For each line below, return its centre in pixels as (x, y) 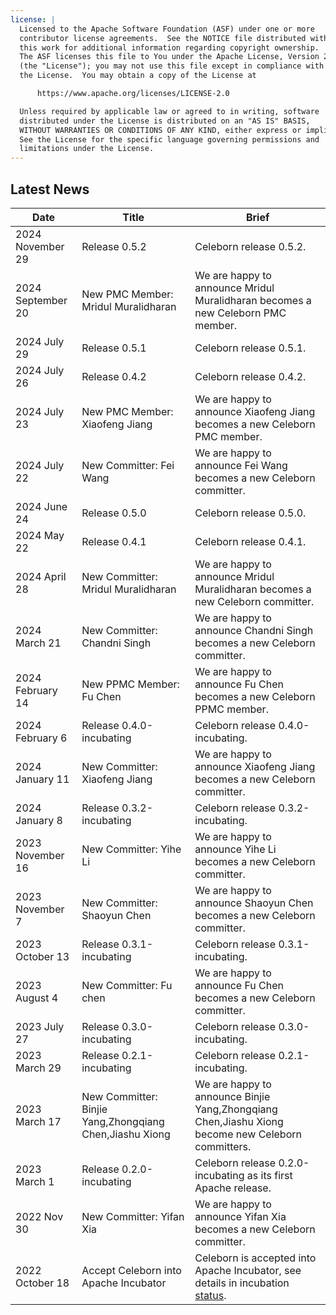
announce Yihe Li (235, 849)
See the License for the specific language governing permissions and (169, 139)
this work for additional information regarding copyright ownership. (169, 47)
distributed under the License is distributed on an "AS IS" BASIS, (165, 121)
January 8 (39, 820)
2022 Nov (39, 1216)
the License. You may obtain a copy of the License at (138, 76)
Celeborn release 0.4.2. (250, 376)
